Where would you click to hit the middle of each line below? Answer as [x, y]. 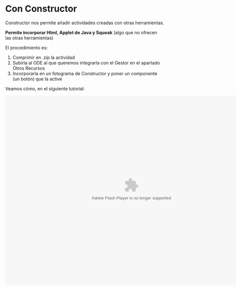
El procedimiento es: [26, 47]
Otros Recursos [29, 68]
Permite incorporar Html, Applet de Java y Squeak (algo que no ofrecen [81, 32]
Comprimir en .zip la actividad [44, 57]
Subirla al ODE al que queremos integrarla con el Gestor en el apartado [86, 63]
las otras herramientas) [29, 38]
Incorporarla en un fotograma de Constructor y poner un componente [85, 73]
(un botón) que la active [37, 79]
